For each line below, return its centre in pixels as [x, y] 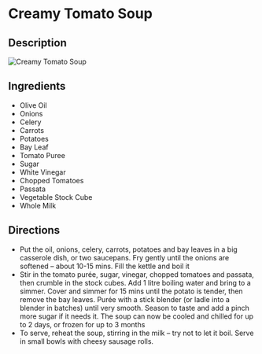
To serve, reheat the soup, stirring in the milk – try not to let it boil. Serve [137, 333]
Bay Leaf [34, 147]
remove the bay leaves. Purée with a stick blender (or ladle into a [125, 299]
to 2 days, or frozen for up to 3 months [82, 324]
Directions [34, 230]
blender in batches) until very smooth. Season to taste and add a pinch [135, 308]
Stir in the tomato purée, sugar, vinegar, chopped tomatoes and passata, [137, 274]
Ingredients [37, 86]
